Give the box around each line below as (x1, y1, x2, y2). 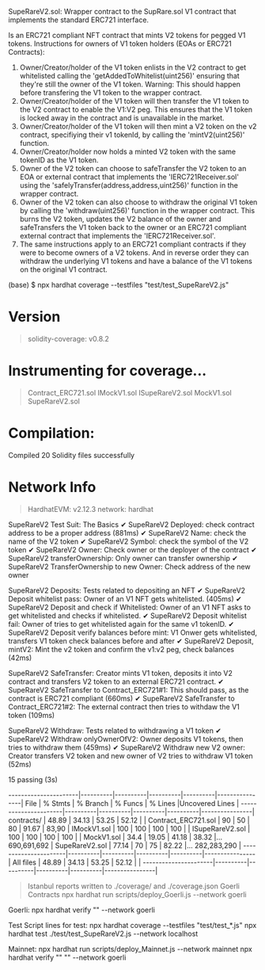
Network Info (8, 479, 97, 496)
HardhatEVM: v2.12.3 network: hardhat (27, 504, 154, 514)
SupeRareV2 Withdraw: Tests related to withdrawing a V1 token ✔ (8, 725, 221, 735)
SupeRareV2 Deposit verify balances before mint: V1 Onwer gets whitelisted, (8, 628, 258, 637)
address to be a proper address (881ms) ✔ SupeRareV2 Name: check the (8, 528, 247, 537)
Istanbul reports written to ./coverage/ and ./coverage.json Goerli (27, 881, 240, 891)
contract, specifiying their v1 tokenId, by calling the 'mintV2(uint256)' (19, 130, 245, 139)
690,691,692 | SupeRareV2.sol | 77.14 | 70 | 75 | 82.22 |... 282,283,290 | (8, 840, 241, 850)
